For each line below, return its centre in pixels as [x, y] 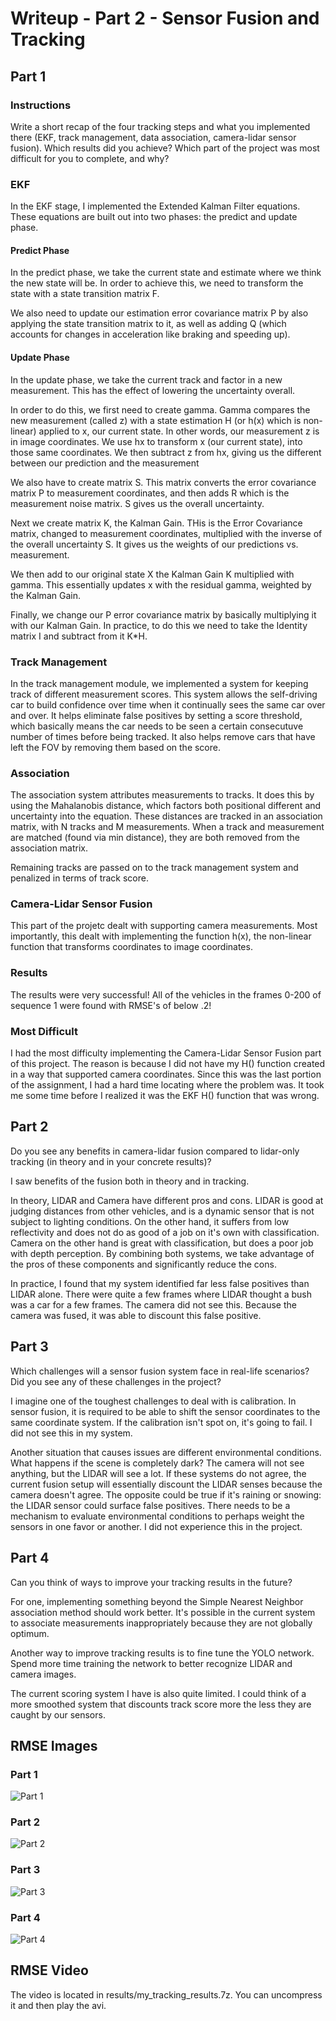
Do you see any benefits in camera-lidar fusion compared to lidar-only [155, 1151]
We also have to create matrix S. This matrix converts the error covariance [163, 482]
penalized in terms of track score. [79, 878]
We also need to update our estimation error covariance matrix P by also [159, 313]
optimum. [30, 1633]
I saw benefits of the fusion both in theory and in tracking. [130, 1181]
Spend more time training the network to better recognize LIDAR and [151, 1663]
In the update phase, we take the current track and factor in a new [146, 379]
